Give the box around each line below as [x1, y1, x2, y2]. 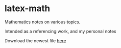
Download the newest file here [4, 37, 67, 44]
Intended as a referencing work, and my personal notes [4, 28, 117, 34]
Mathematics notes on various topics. [4, 19, 80, 25]
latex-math [4, 3, 50, 14]
